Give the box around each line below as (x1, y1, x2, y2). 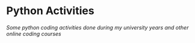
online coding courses (6, 30, 61, 37)
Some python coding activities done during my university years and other (6, 24, 189, 31)
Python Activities (6, 4, 94, 18)
